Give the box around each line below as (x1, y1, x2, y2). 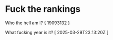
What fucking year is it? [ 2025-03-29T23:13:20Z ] (5, 29, 109, 35)
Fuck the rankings (5, 3, 81, 15)
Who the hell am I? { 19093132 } (5, 20, 70, 26)
